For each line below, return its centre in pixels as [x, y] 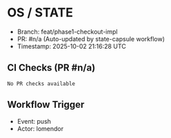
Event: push [34, 121]
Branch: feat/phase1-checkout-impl [67, 32]
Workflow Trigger [46, 105]
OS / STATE [40, 13]
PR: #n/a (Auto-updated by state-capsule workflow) [91, 38]
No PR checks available [41, 84]
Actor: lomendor [40, 128]
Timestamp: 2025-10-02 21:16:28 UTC [71, 46]
